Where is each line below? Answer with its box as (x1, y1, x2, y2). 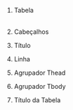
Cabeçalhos (13, 28, 49, 36)
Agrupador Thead (13, 68, 66, 77)
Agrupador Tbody (13, 82, 66, 90)
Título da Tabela (13, 96, 61, 104)
